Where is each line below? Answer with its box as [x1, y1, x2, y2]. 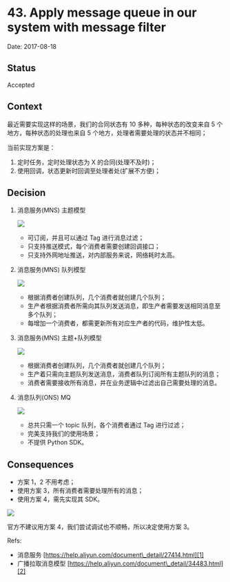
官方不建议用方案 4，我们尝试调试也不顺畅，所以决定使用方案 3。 [7, 523, 194, 531]
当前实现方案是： [7, 143, 56, 151]
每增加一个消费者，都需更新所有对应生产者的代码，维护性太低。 [27, 319, 209, 327]
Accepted [7, 81, 35, 89]
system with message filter [7, 19, 167, 35]
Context [7, 101, 43, 113]
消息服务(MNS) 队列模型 [17, 266, 86, 274]
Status [7, 62, 36, 74]
